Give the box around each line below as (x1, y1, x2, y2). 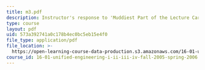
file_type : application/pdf (6, 37, 78, 43)
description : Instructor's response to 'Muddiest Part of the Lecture (6, 15, 190, 21)
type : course (6, 20, 40, 26)
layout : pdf (6, 26, 37, 32)
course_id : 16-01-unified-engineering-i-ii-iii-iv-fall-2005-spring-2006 (6, 54, 198, 60)
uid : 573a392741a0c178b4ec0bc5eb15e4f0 (6, 32, 108, 38)
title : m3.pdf (6, 9, 43, 15)
